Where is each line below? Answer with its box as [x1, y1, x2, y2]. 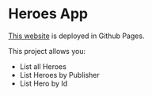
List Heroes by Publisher [19, 70, 101, 79]
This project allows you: [8, 46, 85, 56]
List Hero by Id [19, 79, 68, 88]
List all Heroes [19, 61, 67, 71]
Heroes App [8, 5, 89, 23]
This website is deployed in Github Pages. [8, 31, 145, 40]
